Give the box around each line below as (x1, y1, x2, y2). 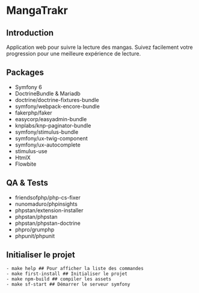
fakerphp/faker (14, 109, 52, 116)
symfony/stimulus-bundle (14, 128, 79, 136)
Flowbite (14, 160, 37, 168)
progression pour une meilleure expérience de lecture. (6, 50, 141, 57)
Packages (6, 68, 44, 78)
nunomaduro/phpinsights (14, 200, 78, 207)
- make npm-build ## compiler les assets (6, 276, 112, 282)
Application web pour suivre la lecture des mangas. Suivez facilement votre (6, 43, 194, 51)
